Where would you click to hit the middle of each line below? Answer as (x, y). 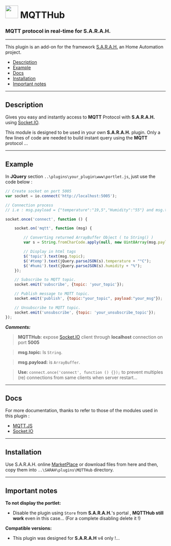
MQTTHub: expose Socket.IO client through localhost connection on (90, 337)
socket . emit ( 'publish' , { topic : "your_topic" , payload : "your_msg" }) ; (89, 299)
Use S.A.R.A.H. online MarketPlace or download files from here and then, (82, 464)
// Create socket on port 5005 (38, 192)
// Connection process (29, 205)
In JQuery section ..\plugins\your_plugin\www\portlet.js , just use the (80, 177)
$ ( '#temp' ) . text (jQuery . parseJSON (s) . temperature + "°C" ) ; (88, 261)
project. (13, 52)
